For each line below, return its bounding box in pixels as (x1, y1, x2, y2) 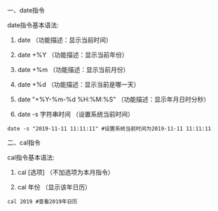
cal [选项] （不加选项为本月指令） (17, 168, 114, 176)
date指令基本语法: (7, 21, 60, 29)
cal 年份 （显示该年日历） (17, 183, 92, 191)
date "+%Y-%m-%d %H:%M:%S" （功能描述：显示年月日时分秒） (17, 95, 210, 103)
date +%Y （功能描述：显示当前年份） (17, 51, 128, 59)
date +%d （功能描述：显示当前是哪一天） (17, 80, 140, 89)
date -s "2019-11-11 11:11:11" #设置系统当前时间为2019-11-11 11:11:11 (7, 125, 212, 132)
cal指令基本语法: (7, 153, 55, 161)
